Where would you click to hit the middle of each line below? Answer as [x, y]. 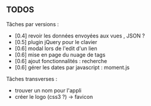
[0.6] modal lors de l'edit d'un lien [56, 48]
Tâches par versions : [33, 24]
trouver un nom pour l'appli [48, 90]
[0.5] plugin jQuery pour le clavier [56, 42]
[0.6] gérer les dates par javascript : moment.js [72, 67]
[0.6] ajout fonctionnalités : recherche [61, 61]
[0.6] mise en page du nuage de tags [60, 54]
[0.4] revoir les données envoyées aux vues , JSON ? [80, 36]
